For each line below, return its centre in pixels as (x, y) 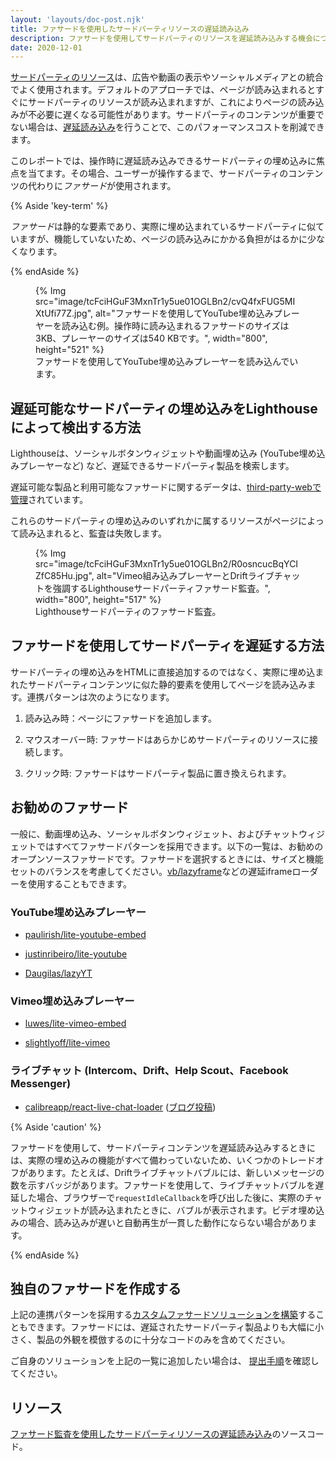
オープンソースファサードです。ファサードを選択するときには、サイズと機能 (167, 858)
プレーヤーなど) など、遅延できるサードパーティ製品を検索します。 (156, 466)
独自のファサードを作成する (96, 1288)
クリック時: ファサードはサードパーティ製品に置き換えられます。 (158, 773)
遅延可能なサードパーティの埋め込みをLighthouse (164, 408)
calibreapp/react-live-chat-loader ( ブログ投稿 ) (120, 1107)
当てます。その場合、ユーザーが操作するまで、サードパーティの (158, 173)
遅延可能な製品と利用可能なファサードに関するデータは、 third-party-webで (166, 487)
